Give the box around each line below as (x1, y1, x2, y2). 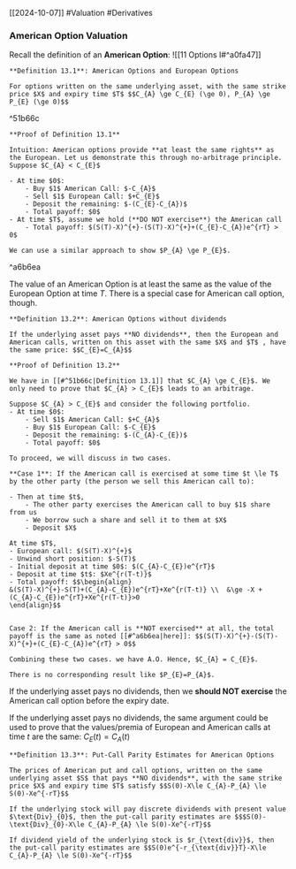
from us (9, 508, 38, 517)
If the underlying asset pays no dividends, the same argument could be (9, 713, 269, 723)
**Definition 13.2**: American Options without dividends (9, 315, 227, 324)
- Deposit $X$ (25, 523, 77, 533)
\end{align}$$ (9, 601, 62, 610)
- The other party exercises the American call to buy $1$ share (25, 500, 271, 509)
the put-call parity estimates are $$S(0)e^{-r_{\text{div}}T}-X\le (9, 843, 267, 852)
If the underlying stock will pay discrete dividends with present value (9, 804, 287, 814)
